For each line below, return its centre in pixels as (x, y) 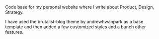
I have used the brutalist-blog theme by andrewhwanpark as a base (74, 22)
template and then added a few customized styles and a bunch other (76, 27)
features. (14, 32)
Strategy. (14, 12)
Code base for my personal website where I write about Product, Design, (79, 7)
